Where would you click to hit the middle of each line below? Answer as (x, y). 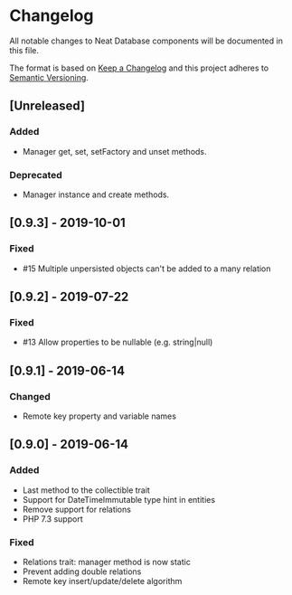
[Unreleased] (47, 106)
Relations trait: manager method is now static (107, 562)
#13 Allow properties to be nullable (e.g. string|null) (118, 342)
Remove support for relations (76, 509)
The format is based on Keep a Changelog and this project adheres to (139, 68)
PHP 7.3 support (52, 519)
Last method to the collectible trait (86, 490)
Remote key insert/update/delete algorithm (102, 581)
